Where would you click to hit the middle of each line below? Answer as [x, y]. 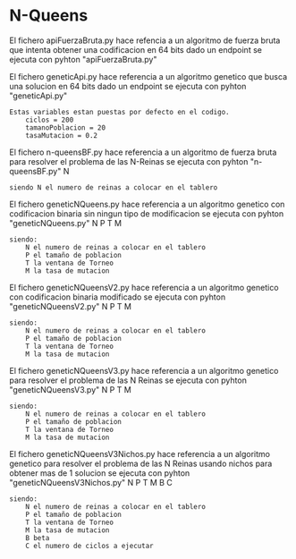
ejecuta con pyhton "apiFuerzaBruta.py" [83, 59]
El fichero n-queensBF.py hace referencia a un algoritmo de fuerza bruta [143, 152]
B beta [38, 538]
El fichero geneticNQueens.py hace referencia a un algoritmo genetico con [147, 204]
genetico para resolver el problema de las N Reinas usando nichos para [141, 463]
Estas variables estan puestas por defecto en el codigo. [119, 112]
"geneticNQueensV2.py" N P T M [71, 306]
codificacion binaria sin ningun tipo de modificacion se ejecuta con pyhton [147, 213]
